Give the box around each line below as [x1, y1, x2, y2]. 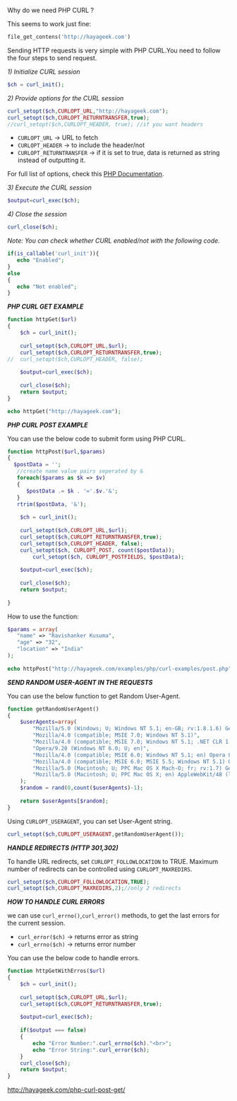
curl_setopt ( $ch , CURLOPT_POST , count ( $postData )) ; [20, 546, 175, 554]
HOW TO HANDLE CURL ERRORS [7, 898, 105, 906]
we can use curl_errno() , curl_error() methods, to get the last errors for [7, 911, 220, 920]
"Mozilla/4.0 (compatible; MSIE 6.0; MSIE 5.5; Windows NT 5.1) [32, 758, 226, 765]
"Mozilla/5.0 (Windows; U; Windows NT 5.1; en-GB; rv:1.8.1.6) [32, 725, 222, 732]
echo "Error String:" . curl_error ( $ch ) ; [32, 1047, 150, 1054]
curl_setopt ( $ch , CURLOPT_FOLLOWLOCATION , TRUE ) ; [7, 878, 150, 885]
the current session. [7, 919, 66, 928]
